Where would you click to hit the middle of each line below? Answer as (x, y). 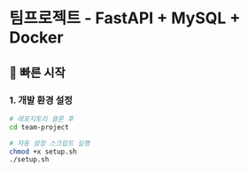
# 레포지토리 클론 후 (42, 119)
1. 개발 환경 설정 (41, 100)
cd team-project (39, 127)
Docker (36, 38)
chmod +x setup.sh (43, 152)
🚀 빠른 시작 (38, 72)
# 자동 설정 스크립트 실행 (50, 143)
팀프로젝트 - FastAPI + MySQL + (125, 18)
